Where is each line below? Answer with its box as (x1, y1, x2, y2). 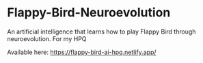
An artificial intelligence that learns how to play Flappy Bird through (7, 27, 196, 36)
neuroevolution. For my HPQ (7, 34, 87, 42)
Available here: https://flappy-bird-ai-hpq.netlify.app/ (7, 48, 157, 56)
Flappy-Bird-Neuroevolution (7, 5, 171, 21)
